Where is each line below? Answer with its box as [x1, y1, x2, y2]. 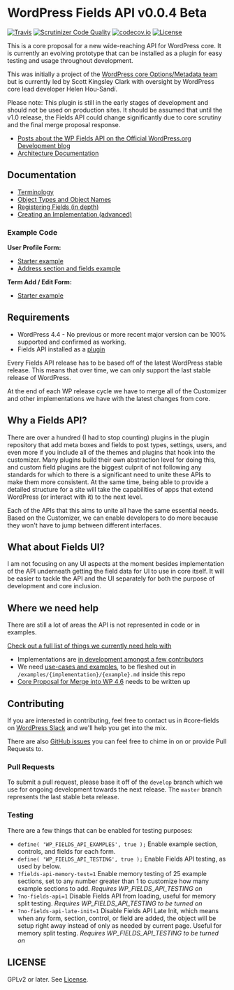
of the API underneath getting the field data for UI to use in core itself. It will [7, 567, 225, 576]
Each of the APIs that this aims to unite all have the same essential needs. [7, 506, 219, 514]
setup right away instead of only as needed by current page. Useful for [17, 921, 222, 930]
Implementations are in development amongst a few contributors [17, 655, 204, 664]
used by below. [17, 861, 61, 871]
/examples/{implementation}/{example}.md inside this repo [17, 670, 186, 678]
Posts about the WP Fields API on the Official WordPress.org [17, 134, 191, 143]
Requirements [7, 312, 70, 323]
